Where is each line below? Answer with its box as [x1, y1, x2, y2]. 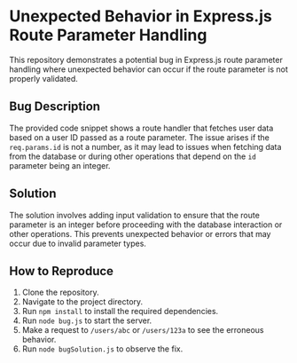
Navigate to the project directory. [21, 296, 144, 307]
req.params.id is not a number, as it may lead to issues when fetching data [9, 141, 282, 152]
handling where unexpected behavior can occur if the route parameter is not [9, 64, 288, 75]
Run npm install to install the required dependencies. [21, 306, 219, 317]
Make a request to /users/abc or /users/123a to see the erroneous [21, 325, 264, 335]
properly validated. [9, 73, 78, 83]
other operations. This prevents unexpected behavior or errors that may [9, 228, 271, 239]
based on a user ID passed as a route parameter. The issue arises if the [9, 131, 270, 143]
